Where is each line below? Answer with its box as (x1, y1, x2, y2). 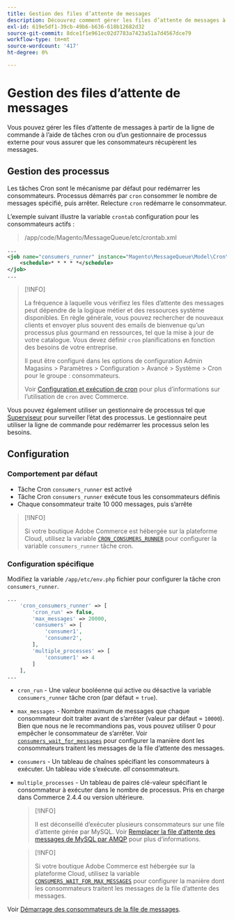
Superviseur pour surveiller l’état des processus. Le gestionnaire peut (7, 413, 207, 422)
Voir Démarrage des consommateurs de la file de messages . (7, 905, 181, 914)
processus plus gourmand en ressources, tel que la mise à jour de (24, 328, 214, 337)
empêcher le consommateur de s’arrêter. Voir (17, 729, 148, 737)
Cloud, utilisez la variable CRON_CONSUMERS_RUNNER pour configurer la (24, 534, 217, 542)
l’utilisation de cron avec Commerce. (24, 392, 129, 401)
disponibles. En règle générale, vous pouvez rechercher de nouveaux (24, 314, 224, 321)
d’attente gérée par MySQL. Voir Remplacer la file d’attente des (34, 827, 216, 836)
